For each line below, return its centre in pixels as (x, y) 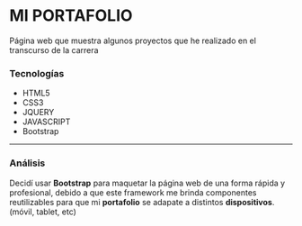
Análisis (27, 163)
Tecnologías (37, 73)
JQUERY (38, 113)
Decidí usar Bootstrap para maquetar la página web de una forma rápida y (147, 183)
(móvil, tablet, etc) (43, 212)
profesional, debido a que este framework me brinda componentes (133, 192)
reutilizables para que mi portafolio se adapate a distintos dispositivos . (142, 202)
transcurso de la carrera (54, 50)
